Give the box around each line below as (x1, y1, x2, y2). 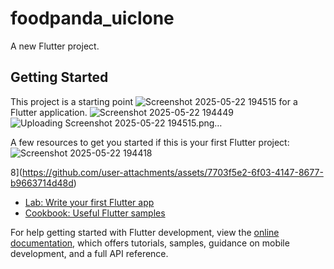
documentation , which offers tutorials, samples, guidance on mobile (10, 237, 290, 249)
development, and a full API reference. (10, 247, 169, 259)
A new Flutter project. (10, 40, 100, 52)
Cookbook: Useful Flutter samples (24, 207, 166, 219)
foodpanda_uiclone (10, 7, 175, 30)
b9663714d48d (10, 177, 74, 189)
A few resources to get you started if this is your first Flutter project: (10, 136, 290, 148)
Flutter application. (10, 106, 88, 118)
